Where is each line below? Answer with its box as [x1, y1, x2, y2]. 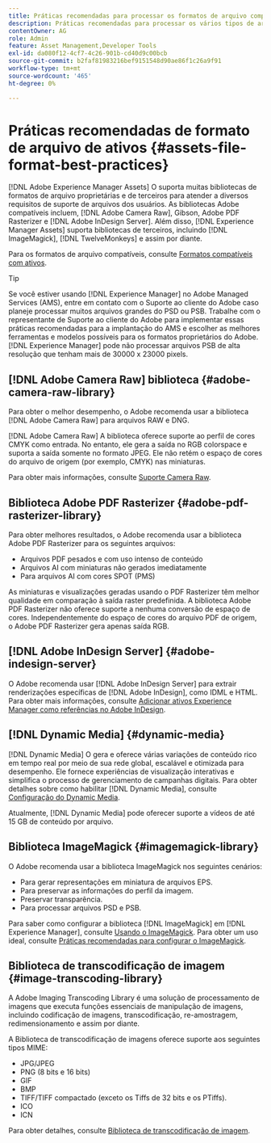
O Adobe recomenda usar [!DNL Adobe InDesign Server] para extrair [8, 679, 237, 688]
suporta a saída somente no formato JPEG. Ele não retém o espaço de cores [8, 448, 263, 458]
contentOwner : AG [8, 27, 67, 35]
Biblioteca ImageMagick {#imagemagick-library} [8, 840, 260, 854]
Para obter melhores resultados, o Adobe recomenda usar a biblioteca [8, 530, 242, 540]
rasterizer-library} [8, 508, 102, 522]
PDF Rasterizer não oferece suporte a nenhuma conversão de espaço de [8, 604, 251, 614]
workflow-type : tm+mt [8, 65, 81, 73]
